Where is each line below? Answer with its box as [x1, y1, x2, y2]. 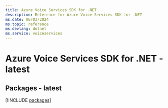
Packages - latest [5, 84, 62, 92]
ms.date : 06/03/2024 [5, 17, 49, 22]
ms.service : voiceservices [5, 31, 63, 36]
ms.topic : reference [5, 21, 49, 27]
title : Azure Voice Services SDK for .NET [5, 7, 97, 13]
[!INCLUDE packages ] [5, 97, 51, 103]
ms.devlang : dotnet [5, 26, 47, 31]
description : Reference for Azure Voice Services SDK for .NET [5, 12, 143, 17]
